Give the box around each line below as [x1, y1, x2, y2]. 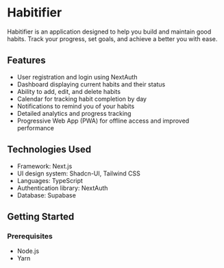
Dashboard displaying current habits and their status [16, 80, 166, 88]
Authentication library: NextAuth [16, 184, 108, 192]
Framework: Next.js [16, 162, 73, 170]
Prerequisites [7, 231, 53, 241]
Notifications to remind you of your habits [16, 101, 135, 110]
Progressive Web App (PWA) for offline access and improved [16, 117, 190, 125]
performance [16, 123, 55, 132]
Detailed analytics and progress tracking [16, 109, 132, 117]
